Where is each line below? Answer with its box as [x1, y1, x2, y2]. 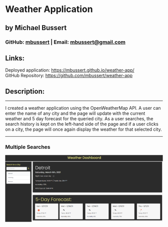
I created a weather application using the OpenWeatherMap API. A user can [5, 105, 161, 111]
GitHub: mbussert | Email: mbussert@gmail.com [5, 39, 126, 46]
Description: [5, 87, 45, 96]
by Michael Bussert [5, 24, 67, 32]
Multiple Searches [5, 144, 50, 151]
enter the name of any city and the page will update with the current [5, 110, 145, 116]
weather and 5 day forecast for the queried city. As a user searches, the [5, 116, 153, 122]
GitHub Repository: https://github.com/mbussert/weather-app [5, 73, 133, 79]
